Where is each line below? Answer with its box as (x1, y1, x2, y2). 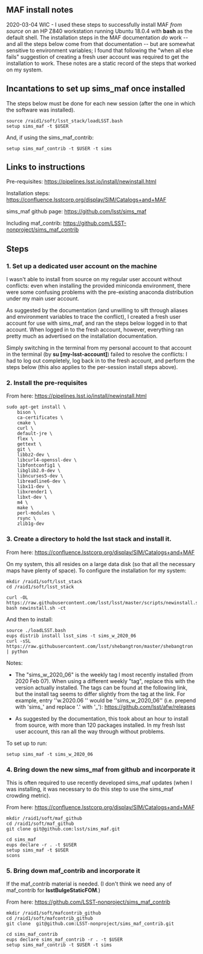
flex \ (17, 436, 34, 442)
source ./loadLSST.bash (6, 627, 66, 633)
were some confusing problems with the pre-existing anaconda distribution (6, 289, 194, 296)
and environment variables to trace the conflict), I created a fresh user (6, 313, 181, 321)
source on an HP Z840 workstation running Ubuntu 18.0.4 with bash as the (6, 27, 193, 35)
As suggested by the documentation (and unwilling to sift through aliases (6, 307, 188, 314)
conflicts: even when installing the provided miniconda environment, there (6, 282, 191, 290)
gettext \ (17, 441, 42, 447)
